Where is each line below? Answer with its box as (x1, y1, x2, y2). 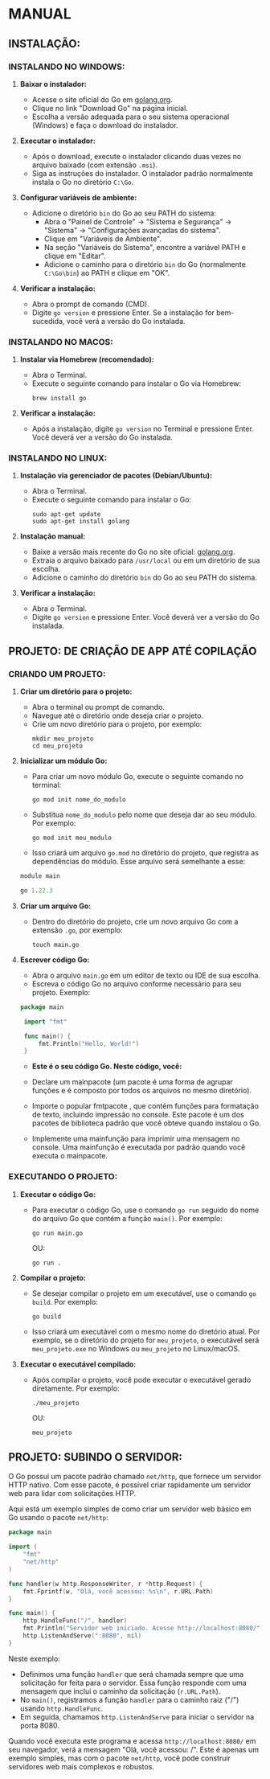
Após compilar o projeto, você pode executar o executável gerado (31, 1375, 252, 1384)
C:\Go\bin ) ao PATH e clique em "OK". (43, 268, 170, 277)
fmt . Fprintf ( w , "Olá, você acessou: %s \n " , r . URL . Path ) (22, 1587, 215, 1596)
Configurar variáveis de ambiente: (19, 192, 137, 202)
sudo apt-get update (31, 510, 101, 519)
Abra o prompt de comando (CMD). (31, 299, 150, 309)
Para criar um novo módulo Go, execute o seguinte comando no (31, 772, 243, 781)
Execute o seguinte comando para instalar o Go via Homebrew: (31, 379, 242, 388)
